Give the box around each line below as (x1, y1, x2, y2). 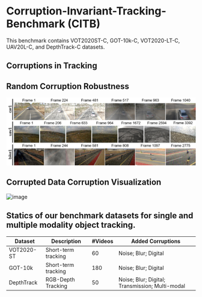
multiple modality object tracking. (6, 220, 136, 230)
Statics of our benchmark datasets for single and (6, 210, 194, 221)
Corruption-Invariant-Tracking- (6, 4, 167, 18)
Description (50, 237, 81, 245)
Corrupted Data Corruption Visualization (6, 177, 162, 188)
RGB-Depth (45, 275, 75, 283)
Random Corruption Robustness (6, 81, 129, 91)
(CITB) (67, 17, 100, 31)
